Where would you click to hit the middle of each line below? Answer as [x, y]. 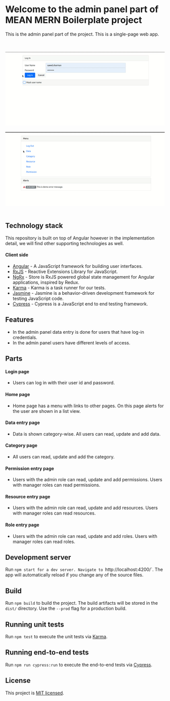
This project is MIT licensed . [35, 693]
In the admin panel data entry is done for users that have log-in [78, 332]
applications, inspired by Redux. [46, 282]
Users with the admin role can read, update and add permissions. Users [88, 480]
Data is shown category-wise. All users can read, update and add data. [87, 434]
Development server [38, 557]
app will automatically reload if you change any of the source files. [74, 575]
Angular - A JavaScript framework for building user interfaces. [78, 266]
